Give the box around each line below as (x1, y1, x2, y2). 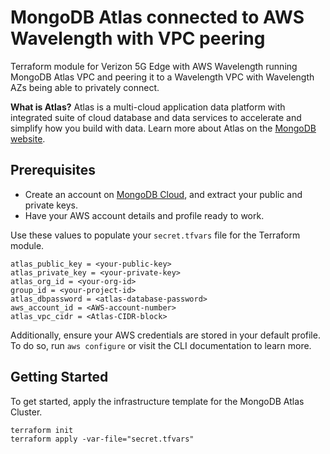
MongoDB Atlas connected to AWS (10, 6, 305, 29)
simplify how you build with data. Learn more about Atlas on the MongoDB (10, 122, 317, 134)
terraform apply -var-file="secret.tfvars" (10, 434, 195, 444)
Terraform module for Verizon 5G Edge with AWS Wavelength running (10, 60, 298, 72)
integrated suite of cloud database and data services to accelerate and (10, 111, 302, 123)
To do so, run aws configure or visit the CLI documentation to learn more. (10, 339, 312, 351)
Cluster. (10, 406, 43, 418)
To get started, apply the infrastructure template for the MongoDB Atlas (10, 395, 305, 407)
